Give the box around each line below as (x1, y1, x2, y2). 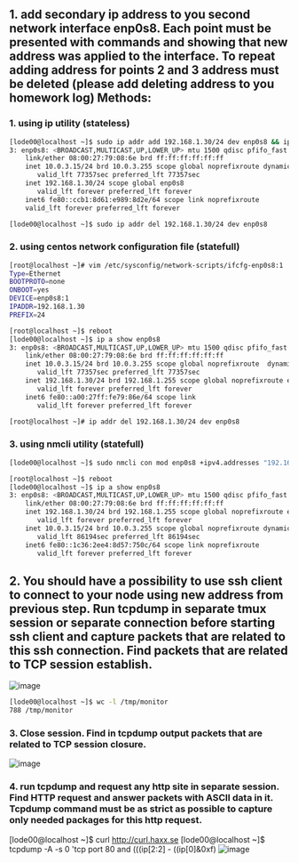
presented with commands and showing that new (9, 35, 288, 50)
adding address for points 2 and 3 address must (9, 62, 279, 78)
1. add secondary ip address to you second (9, 7, 251, 22)
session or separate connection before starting (9, 615, 276, 630)
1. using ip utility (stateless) (9, 117, 130, 130)
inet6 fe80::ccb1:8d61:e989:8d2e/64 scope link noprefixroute (25, 195, 260, 204)
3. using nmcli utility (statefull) (9, 438, 145, 450)
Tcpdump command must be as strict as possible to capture (9, 803, 273, 815)
